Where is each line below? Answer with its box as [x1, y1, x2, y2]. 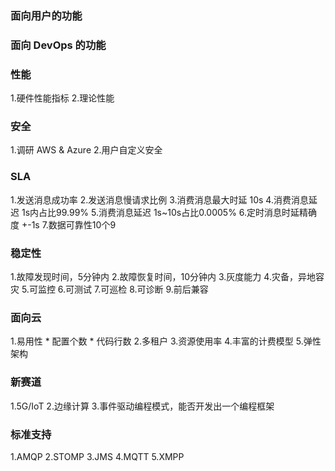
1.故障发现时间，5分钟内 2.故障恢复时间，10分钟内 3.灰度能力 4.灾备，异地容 [10, 271, 325, 283]
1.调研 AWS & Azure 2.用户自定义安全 [10, 144, 163, 156]
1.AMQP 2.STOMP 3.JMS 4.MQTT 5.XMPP [10, 450, 185, 462]
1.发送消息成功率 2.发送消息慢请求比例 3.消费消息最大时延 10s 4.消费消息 [10, 193, 309, 206]
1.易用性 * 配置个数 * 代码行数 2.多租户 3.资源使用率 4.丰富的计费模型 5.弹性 [10, 335, 322, 347]
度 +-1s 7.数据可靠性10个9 [10, 218, 117, 231]
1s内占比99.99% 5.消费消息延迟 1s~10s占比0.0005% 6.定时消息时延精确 [21, 206, 318, 218]
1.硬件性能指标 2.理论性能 [10, 92, 115, 104]
